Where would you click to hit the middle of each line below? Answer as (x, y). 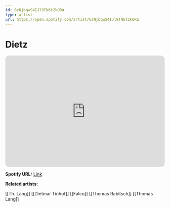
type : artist (19, 15)
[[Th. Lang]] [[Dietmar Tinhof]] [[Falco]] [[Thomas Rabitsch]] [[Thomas (79, 194)
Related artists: (22, 184)
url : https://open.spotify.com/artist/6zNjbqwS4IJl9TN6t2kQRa (72, 19)
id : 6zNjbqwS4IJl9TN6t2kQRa (35, 10)
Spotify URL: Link (24, 174)
